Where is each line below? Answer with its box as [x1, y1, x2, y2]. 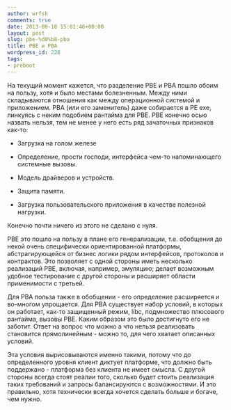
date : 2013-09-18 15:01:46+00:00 [7, 23, 104, 30]
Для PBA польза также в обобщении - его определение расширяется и [7, 292, 220, 301]
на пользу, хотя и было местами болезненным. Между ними [7, 88, 188, 97]
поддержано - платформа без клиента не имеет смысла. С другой [7, 365, 205, 373]
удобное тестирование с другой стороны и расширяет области [7, 271, 196, 280]
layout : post [7, 29, 45, 37]
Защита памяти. [17, 187, 65, 195]
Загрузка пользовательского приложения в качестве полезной [17, 200, 207, 209]
